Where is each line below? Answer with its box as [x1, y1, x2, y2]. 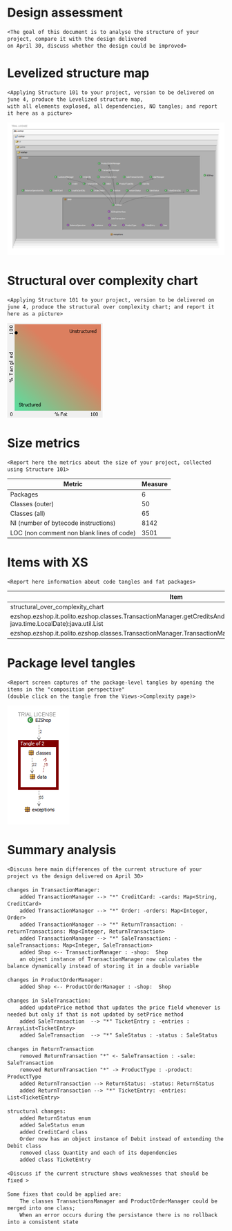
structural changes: [7, 1108, 67, 1115]
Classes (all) [10, 510, 46, 518]
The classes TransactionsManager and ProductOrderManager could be [19, 1198, 217, 1205]
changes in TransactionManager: [7, 887, 100, 894]
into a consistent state [7, 1219, 79, 1225]
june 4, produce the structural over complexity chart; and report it [7, 303, 215, 311]
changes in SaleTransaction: [7, 997, 91, 1004]
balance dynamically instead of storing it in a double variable [7, 963, 199, 970]
